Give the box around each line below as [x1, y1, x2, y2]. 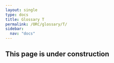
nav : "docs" [10, 31, 36, 36]
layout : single [5, 7, 38, 13]
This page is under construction [5, 50, 109, 58]
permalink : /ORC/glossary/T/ [5, 21, 67, 27]
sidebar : [5, 26, 24, 31]
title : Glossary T [5, 17, 44, 22]
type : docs [5, 12, 29, 17]
